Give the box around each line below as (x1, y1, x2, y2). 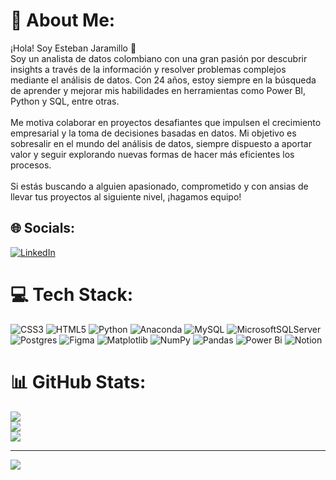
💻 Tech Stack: (10, 283, 134, 306)
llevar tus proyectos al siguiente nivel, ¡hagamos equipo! (10, 190, 242, 203)
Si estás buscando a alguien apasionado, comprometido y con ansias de (10, 180, 309, 192)
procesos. (10, 159, 52, 171)
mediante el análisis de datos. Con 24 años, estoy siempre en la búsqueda (10, 74, 317, 86)
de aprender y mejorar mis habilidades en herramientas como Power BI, (10, 84, 307, 96)
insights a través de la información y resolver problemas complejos (10, 63, 287, 75)
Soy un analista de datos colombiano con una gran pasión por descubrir (10, 52, 308, 64)
